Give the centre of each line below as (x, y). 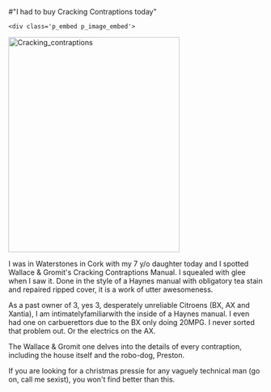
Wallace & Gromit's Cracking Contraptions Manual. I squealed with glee (127, 272)
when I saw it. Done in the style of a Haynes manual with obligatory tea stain (135, 281)
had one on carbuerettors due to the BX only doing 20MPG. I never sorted (131, 322)
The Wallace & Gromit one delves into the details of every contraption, (125, 346)
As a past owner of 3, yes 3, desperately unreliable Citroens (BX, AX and (129, 305)
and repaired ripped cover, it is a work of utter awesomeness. (111, 289)
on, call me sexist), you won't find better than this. (92, 379)
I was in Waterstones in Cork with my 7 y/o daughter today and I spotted (129, 263)
